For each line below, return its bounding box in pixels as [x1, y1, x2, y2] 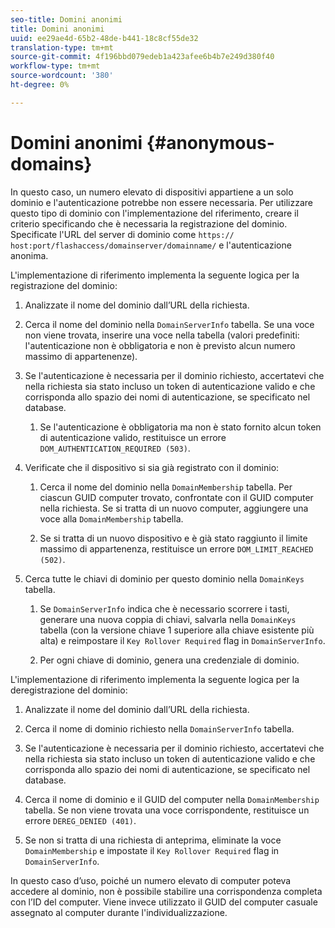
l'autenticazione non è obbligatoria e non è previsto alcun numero [24, 339, 296, 351]
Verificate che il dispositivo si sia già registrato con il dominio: [24, 461, 280, 473]
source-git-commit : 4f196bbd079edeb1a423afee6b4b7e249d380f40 [10, 52, 275, 62]
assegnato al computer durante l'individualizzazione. [10, 906, 228, 918]
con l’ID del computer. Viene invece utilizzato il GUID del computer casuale [10, 896, 318, 908]
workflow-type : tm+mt [10, 61, 101, 71]
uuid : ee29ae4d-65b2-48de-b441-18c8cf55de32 [10, 33, 199, 43]
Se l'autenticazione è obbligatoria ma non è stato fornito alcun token [39, 421, 322, 433]
